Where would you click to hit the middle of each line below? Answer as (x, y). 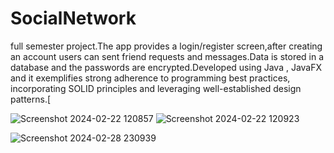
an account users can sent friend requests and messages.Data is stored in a (167, 56)
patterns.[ (31, 99)
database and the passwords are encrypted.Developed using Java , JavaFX (166, 67)
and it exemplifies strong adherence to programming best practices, (150, 78)
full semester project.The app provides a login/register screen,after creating (166, 46)
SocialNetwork (73, 18)
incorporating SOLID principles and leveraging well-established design (156, 88)
